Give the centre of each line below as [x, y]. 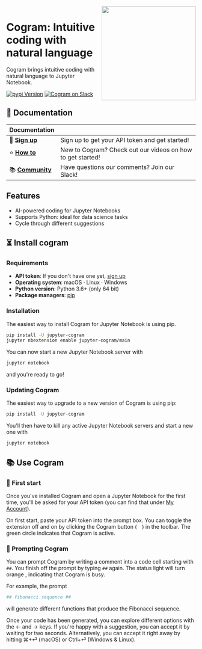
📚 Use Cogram [35, 463]
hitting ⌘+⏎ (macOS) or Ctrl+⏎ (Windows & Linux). [71, 639]
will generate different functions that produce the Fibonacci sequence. [93, 609]
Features [23, 196]
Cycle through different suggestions [60, 223]
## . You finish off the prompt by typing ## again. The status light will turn [96, 568]
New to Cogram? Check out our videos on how [126, 150]
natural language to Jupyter [41, 76]
